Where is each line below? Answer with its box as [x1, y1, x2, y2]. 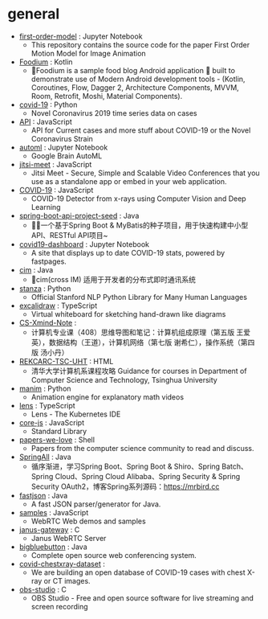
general [7, 5, 60, 23]
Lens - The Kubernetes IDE [30, 409, 121, 419]
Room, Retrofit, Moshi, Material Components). [30, 91, 183, 100]
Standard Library [30, 426, 87, 436]
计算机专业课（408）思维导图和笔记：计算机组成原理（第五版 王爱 [30, 327, 251, 337]
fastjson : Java [18, 490, 68, 500]
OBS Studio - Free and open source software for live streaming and [30, 592, 254, 603]
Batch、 [221, 461, 248, 471]
